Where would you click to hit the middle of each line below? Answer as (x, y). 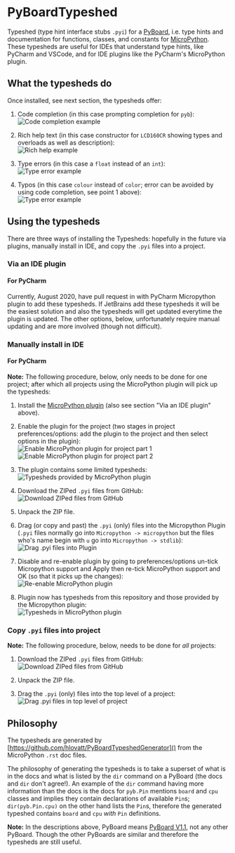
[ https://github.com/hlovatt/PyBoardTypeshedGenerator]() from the (105, 747)
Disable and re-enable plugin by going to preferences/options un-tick (118, 561)
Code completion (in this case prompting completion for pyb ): (106, 114)
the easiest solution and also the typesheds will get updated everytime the (115, 311)
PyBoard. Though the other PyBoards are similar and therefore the (103, 834)
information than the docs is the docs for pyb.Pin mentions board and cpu (113, 791)
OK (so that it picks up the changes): (70, 576)
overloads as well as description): (66, 142)
